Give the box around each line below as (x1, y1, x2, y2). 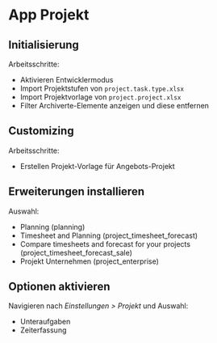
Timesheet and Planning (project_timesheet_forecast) (19, 231, 198, 240)
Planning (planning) (19, 222, 86, 231)
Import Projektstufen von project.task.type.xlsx (19, 83, 184, 93)
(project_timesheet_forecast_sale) (19, 248, 133, 257)
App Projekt (8, 6, 90, 24)
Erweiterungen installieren (8, 184, 145, 199)
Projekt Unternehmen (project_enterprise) (19, 256, 160, 266)
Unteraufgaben (19, 317, 71, 327)
